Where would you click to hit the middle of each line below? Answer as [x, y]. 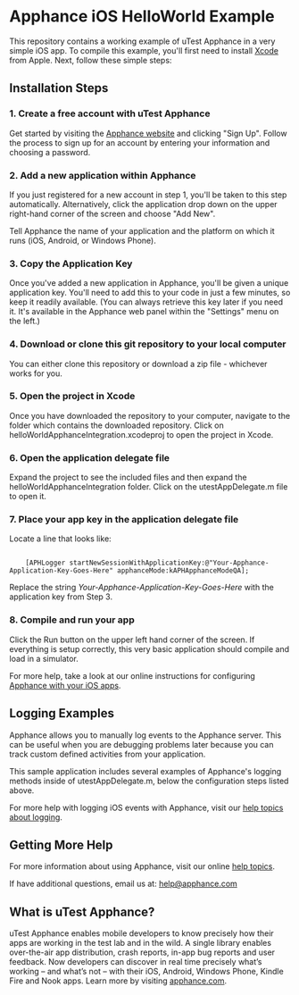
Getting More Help [61, 844]
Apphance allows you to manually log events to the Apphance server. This [145, 735]
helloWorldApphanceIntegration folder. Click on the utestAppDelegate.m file [149, 487]
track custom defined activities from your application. [108, 754]
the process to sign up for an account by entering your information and [140, 142]
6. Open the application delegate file [90, 457]
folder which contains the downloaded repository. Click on [117, 425]
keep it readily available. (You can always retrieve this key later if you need [146, 302]
